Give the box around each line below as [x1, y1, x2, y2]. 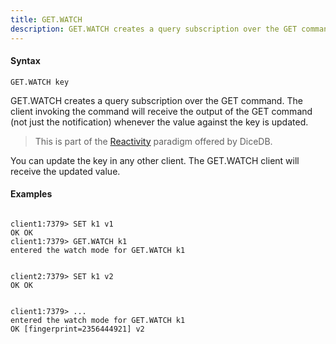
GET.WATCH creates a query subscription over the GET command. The [10, 94, 303, 106]
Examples [10, 188, 53, 200]
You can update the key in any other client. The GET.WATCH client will [10, 154, 300, 166]
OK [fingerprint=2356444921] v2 [10, 324, 145, 334]
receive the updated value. [10, 165, 121, 177]
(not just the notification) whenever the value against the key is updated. [10, 116, 309, 128]
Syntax [10, 55, 41, 67]
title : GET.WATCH [10, 14, 83, 25]
